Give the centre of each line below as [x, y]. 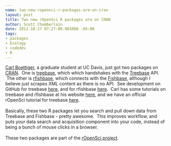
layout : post [19, 15]
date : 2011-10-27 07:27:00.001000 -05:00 [50, 29]
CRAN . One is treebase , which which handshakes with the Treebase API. [82, 72]
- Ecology [16, 43]
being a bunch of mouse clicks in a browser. [52, 127]
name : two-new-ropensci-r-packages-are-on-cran [57, 10]
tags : [11, 34]
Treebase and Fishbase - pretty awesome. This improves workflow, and [81, 116]
